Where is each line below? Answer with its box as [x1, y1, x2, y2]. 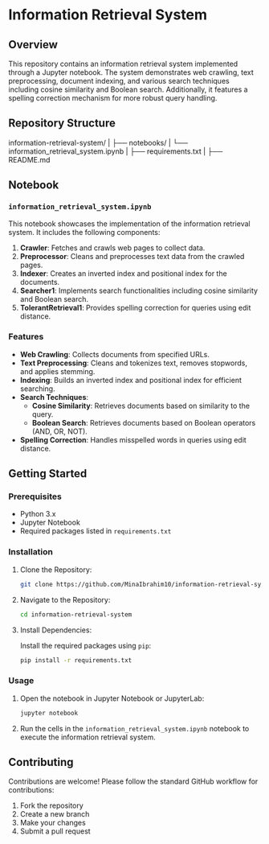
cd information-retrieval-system [19, 610, 132, 619]
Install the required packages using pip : [19, 640, 152, 650]
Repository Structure [8, 117, 116, 130]
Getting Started [8, 467, 88, 480]
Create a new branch [19, 809, 90, 819]
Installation [8, 546, 54, 558]
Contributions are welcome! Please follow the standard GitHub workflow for [8, 776, 259, 786]
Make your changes [19, 818, 86, 828]
